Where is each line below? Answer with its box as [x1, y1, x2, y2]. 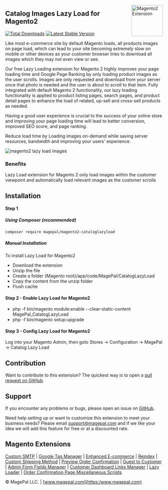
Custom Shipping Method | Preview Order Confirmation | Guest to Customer [5, 459, 162, 465]
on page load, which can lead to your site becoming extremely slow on [5, 45, 151, 51]
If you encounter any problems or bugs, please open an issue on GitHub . [5, 405, 155, 412]
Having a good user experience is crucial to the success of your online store [5, 112, 162, 118]
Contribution [5, 359, 46, 367]
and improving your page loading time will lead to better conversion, [5, 118, 146, 124]
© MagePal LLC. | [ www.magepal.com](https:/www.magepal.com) [5, 479, 142, 485]
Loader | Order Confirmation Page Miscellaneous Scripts [5, 469, 122, 475]
